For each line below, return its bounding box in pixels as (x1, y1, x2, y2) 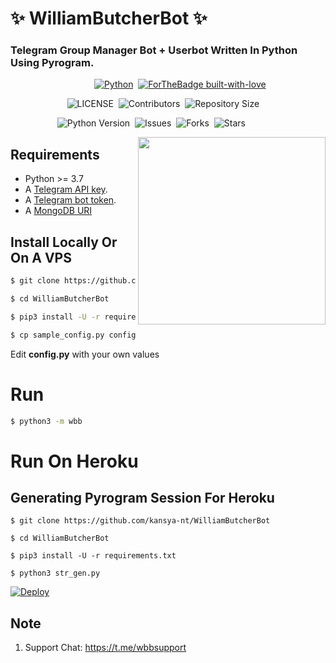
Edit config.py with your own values (10, 348, 160, 360)
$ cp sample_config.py (10, 330, 105, 340)
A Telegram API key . (24, 183, 108, 196)
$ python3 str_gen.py (10, 568, 101, 579)
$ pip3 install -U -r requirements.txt (10, 551, 177, 561)
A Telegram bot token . (24, 194, 117, 206)
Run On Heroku (10, 450, 139, 472)
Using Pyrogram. (10, 56, 95, 70)
